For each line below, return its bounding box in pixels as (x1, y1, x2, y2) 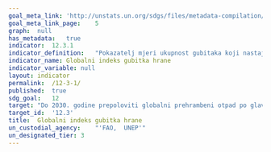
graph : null (8, 27, 52, 35)
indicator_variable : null (8, 64, 95, 72)
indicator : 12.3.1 (8, 42, 74, 50)
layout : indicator (8, 72, 70, 80)
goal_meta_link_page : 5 (8, 19, 99, 27)
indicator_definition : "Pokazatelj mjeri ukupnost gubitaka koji (8, 49, 240, 57)
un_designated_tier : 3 (8, 131, 85, 139)
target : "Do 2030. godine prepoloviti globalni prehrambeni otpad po (8, 101, 248, 109)
